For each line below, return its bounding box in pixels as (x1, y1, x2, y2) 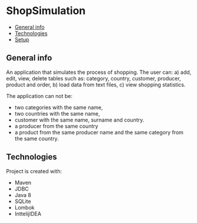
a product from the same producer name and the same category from (14, 129, 184, 136)
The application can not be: (6, 92, 72, 99)
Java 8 (14, 191, 31, 198)
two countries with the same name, (14, 110, 100, 117)
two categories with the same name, (14, 104, 103, 111)
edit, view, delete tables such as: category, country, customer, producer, (6, 75, 181, 82)
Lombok (14, 204, 35, 211)
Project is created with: (6, 167, 62, 174)
